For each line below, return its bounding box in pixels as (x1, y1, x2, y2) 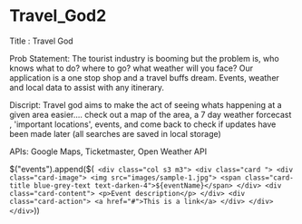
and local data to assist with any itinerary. (9, 82, 165, 93)
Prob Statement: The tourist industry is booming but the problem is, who (9, 53, 279, 63)
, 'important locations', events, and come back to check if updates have (9, 119, 277, 130)
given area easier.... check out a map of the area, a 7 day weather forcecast (9, 109, 292, 120)
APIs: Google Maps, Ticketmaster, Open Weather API (9, 146, 207, 157)
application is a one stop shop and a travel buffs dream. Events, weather (9, 72, 279, 83)
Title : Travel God (9, 35, 74, 46)
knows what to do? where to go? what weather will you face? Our (9, 63, 254, 73)
